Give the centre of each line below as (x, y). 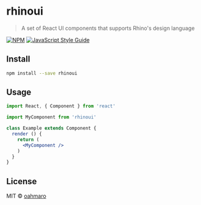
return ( (28, 139)
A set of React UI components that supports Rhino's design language (108, 28)
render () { (27, 134)
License (22, 181)
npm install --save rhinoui (42, 73)
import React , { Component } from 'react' (61, 106)
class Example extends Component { (51, 128)
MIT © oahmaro (26, 196)
